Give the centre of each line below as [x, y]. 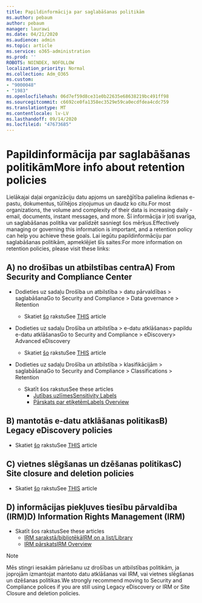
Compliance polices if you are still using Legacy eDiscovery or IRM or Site [98, 587]
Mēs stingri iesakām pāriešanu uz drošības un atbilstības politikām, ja [93, 568]
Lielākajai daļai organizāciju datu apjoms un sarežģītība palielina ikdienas [97, 197]
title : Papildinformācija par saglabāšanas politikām [76, 12]
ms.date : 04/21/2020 [32, 35]
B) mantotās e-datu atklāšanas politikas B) [87, 421]
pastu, [14, 204]
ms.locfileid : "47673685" [39, 125]
